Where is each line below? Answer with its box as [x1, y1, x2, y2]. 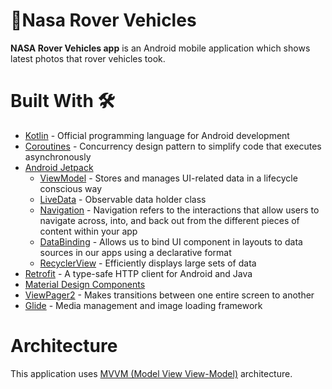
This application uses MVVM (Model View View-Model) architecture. [10, 367, 293, 379]
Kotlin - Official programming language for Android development [24, 129, 290, 141]
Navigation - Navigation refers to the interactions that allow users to [39, 204, 320, 216]
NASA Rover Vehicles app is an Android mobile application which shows [10, 42, 311, 54]
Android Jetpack [24, 161, 94, 173]
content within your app [39, 225, 138, 237]
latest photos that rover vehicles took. [10, 52, 166, 64]
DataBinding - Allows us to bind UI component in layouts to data [39, 235, 303, 248]
